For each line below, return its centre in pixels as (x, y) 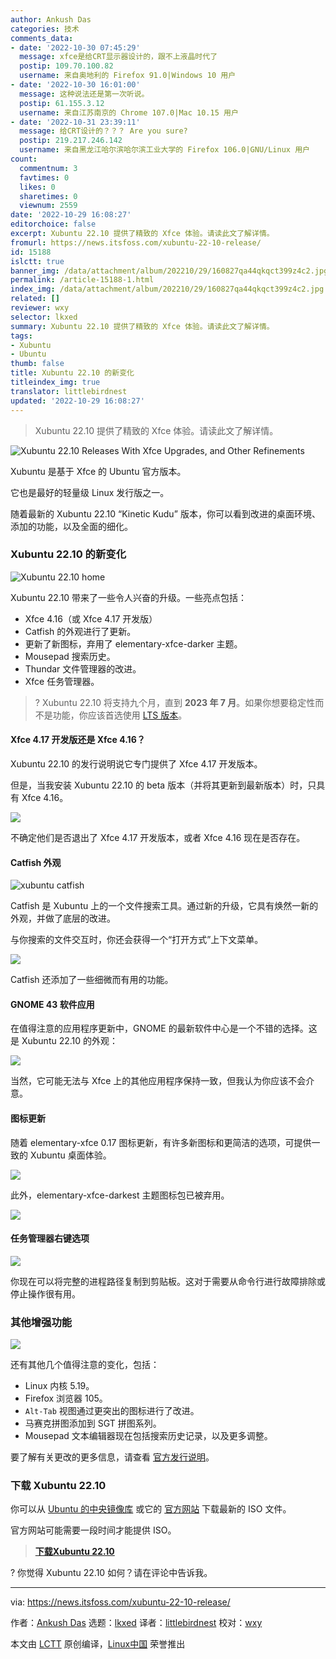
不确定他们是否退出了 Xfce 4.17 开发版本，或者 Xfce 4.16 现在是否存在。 (158, 837)
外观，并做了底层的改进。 (63, 918)
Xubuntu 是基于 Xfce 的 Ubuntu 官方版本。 (98, 471)
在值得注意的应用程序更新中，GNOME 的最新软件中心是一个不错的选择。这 (164, 1028)
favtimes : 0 (44, 177)
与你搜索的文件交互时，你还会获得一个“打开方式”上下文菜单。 (137, 940)
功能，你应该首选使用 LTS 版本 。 (120, 715)
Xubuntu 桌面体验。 (70, 1155)
